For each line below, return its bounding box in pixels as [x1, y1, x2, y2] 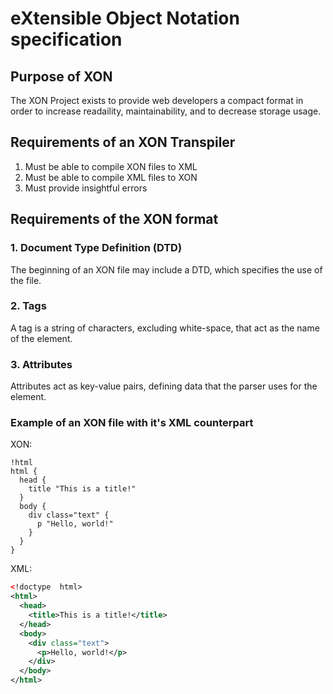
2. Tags [10, 299, 47, 313]
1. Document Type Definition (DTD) [10, 241, 183, 255]
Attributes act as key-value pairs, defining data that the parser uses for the [10, 380, 318, 392]
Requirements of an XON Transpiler [10, 134, 236, 151]
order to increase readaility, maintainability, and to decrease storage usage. [10, 105, 322, 117]
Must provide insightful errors [24, 182, 148, 194]
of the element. [10, 332, 73, 344]
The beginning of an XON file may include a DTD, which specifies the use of [10, 263, 323, 276]
